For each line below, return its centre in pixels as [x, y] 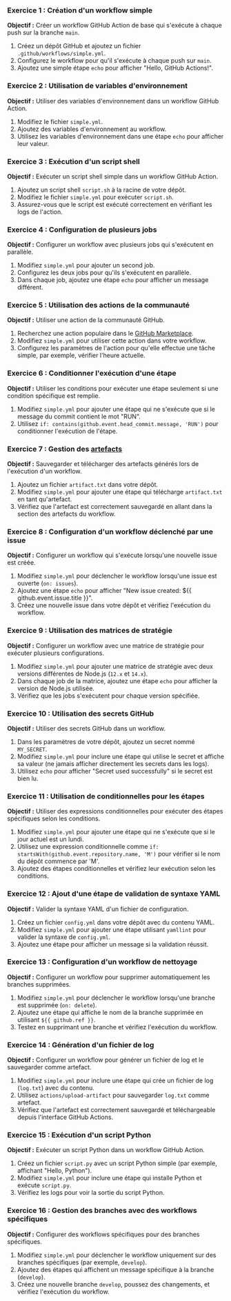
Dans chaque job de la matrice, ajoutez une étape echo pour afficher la [117, 680]
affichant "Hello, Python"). [54, 1171]
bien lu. [28, 778]
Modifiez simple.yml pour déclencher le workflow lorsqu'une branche [116, 998]
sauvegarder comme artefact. [49, 1067]
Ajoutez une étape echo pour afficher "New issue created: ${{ [104, 591]
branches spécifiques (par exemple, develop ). [82, 1262]
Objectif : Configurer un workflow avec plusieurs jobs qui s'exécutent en [110, 245]
